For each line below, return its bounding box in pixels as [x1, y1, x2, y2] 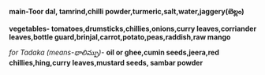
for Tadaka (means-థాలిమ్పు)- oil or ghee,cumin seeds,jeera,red [9, 47, 219, 57]
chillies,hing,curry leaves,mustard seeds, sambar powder [9, 58, 203, 67]
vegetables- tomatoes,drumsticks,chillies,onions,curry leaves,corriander [9, 24, 257, 33]
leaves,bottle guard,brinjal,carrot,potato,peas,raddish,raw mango [9, 32, 231, 42]
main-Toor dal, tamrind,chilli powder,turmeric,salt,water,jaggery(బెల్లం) [9, 7, 244, 16]
